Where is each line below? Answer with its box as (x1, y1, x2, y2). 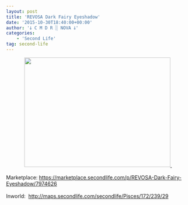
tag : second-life (6, 41, 48, 47)
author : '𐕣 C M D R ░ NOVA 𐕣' (6, 25, 79, 31)
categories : (6, 30, 35, 36)
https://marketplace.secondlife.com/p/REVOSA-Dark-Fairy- (39, 173, 182, 181)
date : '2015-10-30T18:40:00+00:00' (6, 19, 93, 25)
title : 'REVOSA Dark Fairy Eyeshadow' (6, 14, 100, 20)
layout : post (6, 8, 38, 15)
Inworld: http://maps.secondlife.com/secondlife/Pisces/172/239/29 (6, 192, 169, 199)
